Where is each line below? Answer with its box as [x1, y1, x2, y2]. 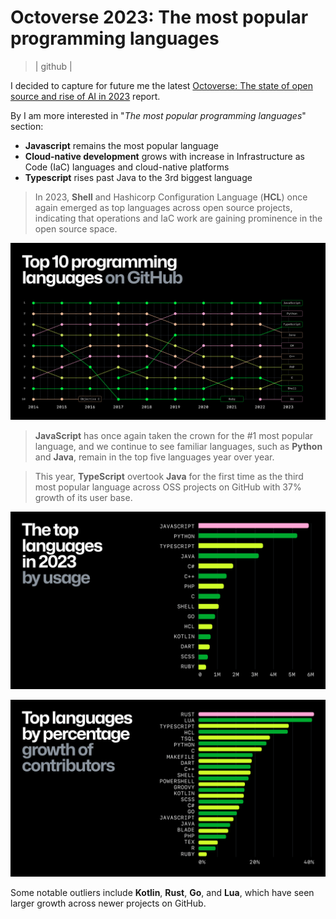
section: [10, 120, 44, 132]
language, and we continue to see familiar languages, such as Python [34, 441, 323, 453]
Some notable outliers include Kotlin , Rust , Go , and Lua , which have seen [10, 887, 315, 899]
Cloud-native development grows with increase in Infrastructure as [24, 150, 305, 162]
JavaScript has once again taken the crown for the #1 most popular [34, 430, 314, 442]
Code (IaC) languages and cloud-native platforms [24, 161, 230, 173]
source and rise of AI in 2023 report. [10, 90, 161, 102]
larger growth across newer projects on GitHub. [10, 897, 207, 910]
